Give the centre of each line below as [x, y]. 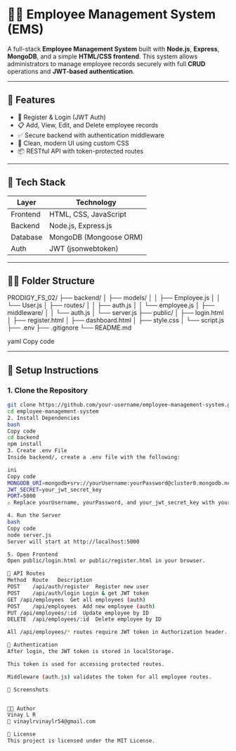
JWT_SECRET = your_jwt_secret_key [54, 490]
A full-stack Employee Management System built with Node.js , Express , [113, 49]
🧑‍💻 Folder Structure [51, 281]
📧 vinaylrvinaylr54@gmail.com [52, 721]
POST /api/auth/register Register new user [78, 587]
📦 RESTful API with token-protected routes [80, 151]
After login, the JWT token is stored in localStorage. [91, 652]
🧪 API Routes [26, 573]
